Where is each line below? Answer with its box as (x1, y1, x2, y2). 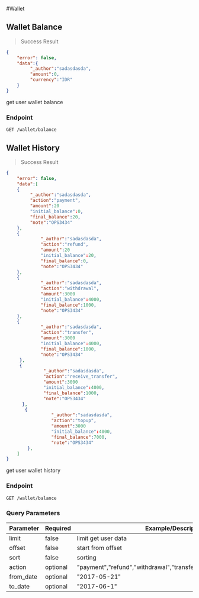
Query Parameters (6, 509, 60, 517)
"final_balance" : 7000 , (51, 434, 108, 440)
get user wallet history (6, 467, 61, 474)
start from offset (76, 544, 123, 552)
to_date (9, 582, 30, 590)
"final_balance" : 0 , (40, 258, 89, 264)
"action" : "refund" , (40, 242, 89, 247)
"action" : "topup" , (51, 417, 97, 424)
